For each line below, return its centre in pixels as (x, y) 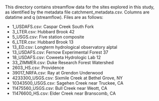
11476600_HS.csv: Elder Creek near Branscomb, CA (64, 93)
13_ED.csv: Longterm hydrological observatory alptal (64, 47)
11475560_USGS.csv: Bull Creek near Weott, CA (60, 88)
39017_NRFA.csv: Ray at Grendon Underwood (57, 73)
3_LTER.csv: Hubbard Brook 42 (43, 32)
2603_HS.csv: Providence (38, 68)
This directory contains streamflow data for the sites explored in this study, (80, 7)
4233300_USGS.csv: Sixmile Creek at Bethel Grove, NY (67, 78)
